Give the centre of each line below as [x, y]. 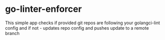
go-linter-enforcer [43, 9]
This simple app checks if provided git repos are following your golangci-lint [83, 23]
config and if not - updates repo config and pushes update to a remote [77, 28]
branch [12, 33]
